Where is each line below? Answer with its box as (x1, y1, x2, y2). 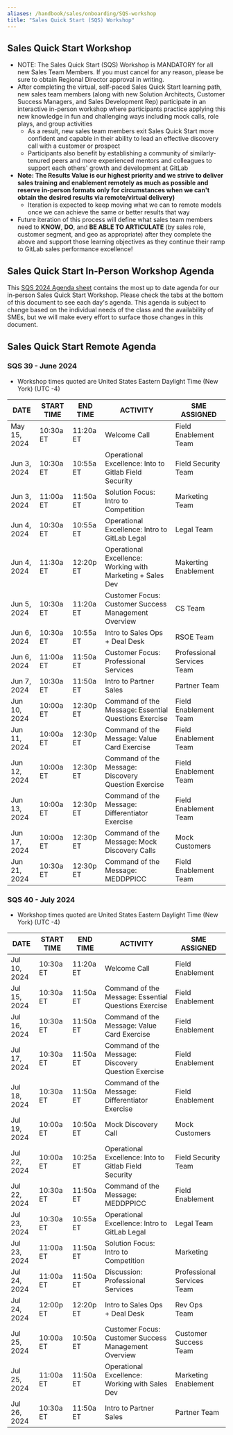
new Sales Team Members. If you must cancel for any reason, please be (17, 68, 224, 76)
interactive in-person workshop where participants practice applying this (17, 105, 226, 113)
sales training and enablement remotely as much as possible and (17, 178, 209, 187)
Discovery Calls (105, 845, 156, 855)
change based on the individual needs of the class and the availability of (7, 306, 214, 314)
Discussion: (105, 1267, 143, 1277)
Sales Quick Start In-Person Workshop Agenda (7, 265, 214, 277)
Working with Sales (105, 1379, 168, 1389)
